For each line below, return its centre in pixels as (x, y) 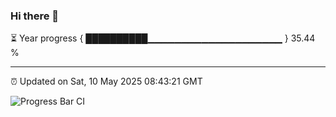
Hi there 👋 (35, 16)
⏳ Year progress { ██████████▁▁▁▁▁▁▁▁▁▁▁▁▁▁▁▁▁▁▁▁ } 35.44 (163, 38)
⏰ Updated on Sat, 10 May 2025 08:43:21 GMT (106, 81)
